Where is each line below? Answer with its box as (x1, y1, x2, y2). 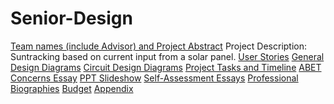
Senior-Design (10, 7, 133, 30)
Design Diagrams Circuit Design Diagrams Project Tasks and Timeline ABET (10, 61, 322, 73)
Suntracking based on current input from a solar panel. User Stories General (10, 50, 325, 62)
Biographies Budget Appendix (10, 82, 134, 94)
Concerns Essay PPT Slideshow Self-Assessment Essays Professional (10, 72, 299, 84)
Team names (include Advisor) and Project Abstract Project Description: (10, 40, 308, 52)
